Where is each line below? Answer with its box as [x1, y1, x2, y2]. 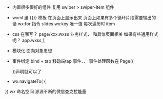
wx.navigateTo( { [12, 78, 46, 84]
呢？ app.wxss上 [12, 37, 46, 43]
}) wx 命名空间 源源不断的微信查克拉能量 [5, 89, 86, 94]
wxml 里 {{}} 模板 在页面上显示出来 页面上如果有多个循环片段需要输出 [12, 15, 152, 21]
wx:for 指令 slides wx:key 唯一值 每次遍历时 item [18, 21, 115, 26]
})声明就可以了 [12, 69, 41, 74]
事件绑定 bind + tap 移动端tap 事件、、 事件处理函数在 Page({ [12, 58, 134, 64]
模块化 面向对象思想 [12, 48, 52, 53]
